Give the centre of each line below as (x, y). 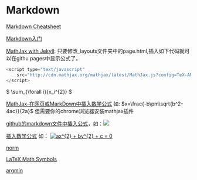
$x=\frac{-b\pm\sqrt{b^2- (152, 104)
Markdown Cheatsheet (34, 26)
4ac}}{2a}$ (20, 111)
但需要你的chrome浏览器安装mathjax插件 (84, 111)
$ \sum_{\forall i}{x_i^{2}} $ (39, 91)
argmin (15, 170)
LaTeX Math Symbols (32, 159)
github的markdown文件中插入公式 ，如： (55, 123)
